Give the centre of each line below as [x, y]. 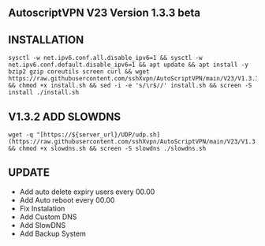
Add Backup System [53, 233]
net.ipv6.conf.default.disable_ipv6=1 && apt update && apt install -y [128, 65]
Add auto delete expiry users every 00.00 [87, 192]
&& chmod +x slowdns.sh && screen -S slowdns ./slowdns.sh [107, 149]
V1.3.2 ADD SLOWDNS [64, 116]
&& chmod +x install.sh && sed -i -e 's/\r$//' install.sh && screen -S [130, 86]
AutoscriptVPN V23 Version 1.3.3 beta [105, 13]
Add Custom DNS [48, 217]
